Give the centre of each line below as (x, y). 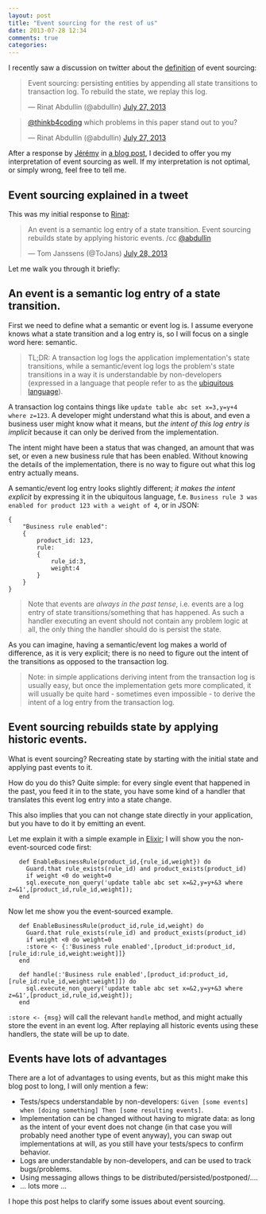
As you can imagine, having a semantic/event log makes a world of (118, 644)
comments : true (33, 38)
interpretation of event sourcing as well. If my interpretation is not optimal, (129, 162)
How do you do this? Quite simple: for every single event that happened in (129, 783)
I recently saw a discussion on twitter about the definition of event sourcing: (133, 68)
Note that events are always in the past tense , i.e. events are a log (136, 604)
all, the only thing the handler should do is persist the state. (125, 629)
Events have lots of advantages (88, 1059)
